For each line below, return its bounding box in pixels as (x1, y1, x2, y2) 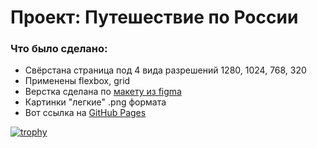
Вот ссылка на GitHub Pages (24, 107, 147, 119)
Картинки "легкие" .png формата (24, 96, 167, 108)
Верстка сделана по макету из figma (24, 86, 182, 98)
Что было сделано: (10, 42, 108, 56)
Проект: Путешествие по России (10, 6, 299, 29)
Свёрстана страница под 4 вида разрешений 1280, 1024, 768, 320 (24, 64, 307, 76)
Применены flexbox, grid (24, 75, 131, 87)
